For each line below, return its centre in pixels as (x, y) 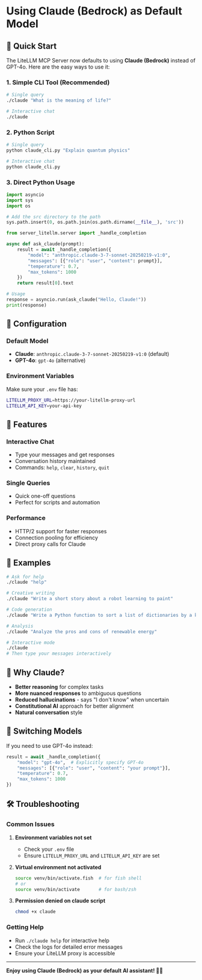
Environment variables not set (53, 838)
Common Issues (31, 824)
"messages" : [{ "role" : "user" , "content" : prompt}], (95, 261)
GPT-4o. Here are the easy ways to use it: (58, 67)
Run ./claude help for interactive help (62, 940)
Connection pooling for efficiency (56, 537)
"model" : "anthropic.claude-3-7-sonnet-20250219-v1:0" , (99, 255)
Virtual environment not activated (58, 867)
